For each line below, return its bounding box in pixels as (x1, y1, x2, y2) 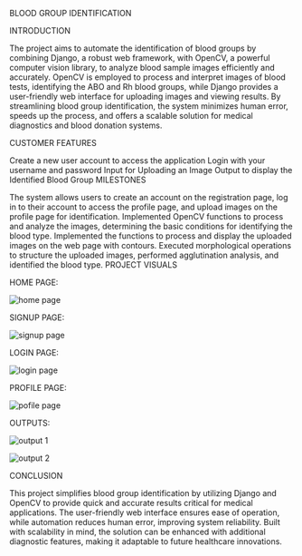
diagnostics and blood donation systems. (9, 120, 163, 131)
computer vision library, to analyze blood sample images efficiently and (9, 63, 276, 73)
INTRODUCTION (9, 25, 71, 35)
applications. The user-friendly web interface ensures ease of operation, (9, 507, 280, 518)
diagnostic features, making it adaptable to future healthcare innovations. (9, 536, 283, 547)
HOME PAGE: (9, 277, 59, 288)
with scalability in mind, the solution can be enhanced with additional (9, 526, 267, 537)
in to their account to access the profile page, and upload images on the (9, 201, 278, 212)
